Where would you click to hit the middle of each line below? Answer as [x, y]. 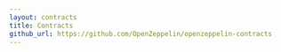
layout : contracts [43, 17]
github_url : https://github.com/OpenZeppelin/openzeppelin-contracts [141, 33]
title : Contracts [41, 26]
